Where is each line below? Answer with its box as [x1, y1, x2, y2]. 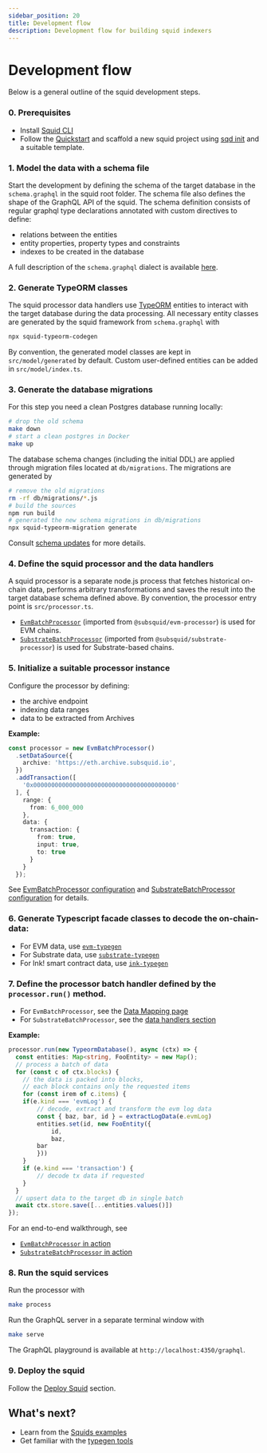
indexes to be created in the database [19, 247, 145, 256]
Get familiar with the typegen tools [19, 1436, 134, 1446]
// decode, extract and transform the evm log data [37, 1105, 213, 1114]
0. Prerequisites [8, 107, 72, 118]
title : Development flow [8, 19, 91, 27]
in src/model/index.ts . [8, 364, 83, 374]
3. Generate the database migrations [8, 384, 153, 395]
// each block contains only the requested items [22, 1083, 191, 1091]
